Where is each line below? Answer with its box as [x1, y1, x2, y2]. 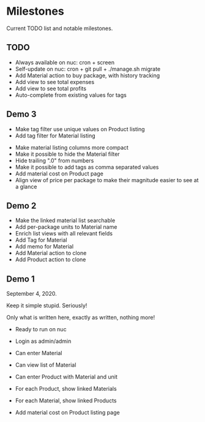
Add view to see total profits [15, 85, 87, 92]
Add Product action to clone [15, 256, 86, 263]
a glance [15, 183, 37, 190]
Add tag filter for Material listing [15, 132, 96, 139]
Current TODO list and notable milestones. [6, 25, 113, 32]
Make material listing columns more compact [15, 144, 129, 151]
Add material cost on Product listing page [15, 409, 121, 416]
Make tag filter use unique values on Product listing [15, 125, 145, 132]
